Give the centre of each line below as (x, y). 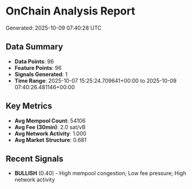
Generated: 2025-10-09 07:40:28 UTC (54, 28)
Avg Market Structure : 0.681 (50, 139)
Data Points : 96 (34, 61)
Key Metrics (29, 106)
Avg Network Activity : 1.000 (50, 133)
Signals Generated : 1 (41, 74)
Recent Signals (35, 159)
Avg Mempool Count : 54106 (50, 120)
